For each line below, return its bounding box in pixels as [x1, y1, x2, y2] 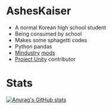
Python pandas [14, 43, 52, 50]
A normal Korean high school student [14, 24, 106, 31]
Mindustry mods [14, 49, 55, 56]
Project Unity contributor [14, 55, 76, 63]
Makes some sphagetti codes [14, 36, 88, 43]
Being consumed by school [14, 30, 82, 37]
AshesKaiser [6, 4, 71, 18]
